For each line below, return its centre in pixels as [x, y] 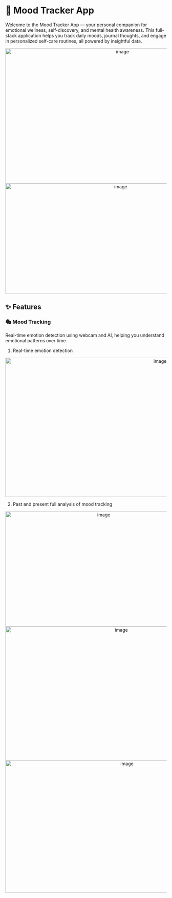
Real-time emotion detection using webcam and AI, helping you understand [85, 335]
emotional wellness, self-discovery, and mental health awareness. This [80, 30]
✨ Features [23, 307]
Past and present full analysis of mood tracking [62, 504]
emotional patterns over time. [36, 340]
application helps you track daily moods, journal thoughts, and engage [92, 35]
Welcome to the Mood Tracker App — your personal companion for [76, 25]
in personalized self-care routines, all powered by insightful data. [74, 41]
